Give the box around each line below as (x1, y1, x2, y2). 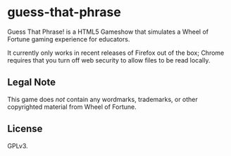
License (7, 123, 43, 135)
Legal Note (7, 77, 56, 89)
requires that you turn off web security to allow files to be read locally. (7, 56, 211, 64)
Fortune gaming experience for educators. (7, 34, 130, 43)
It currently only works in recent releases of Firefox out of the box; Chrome (7, 48, 225, 57)
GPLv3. (7, 141, 28, 150)
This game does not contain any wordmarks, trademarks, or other (7, 95, 199, 103)
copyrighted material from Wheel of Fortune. (7, 103, 137, 111)
